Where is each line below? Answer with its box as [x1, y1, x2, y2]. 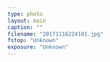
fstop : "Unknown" [7, 37, 59, 44]
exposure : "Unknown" [7, 43, 69, 51]
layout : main [7, 17, 46, 24]
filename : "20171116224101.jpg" [7, 30, 104, 38]
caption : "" [7, 24, 43, 31]
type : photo [7, 10, 43, 18]
